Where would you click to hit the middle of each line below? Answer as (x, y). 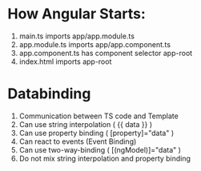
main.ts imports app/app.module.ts (77, 36)
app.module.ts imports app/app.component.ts (95, 44)
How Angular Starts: (76, 14)
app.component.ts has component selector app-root (106, 53)
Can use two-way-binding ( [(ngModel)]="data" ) (100, 149)
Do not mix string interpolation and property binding (105, 158)
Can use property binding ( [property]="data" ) (96, 133)
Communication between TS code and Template (99, 116)
